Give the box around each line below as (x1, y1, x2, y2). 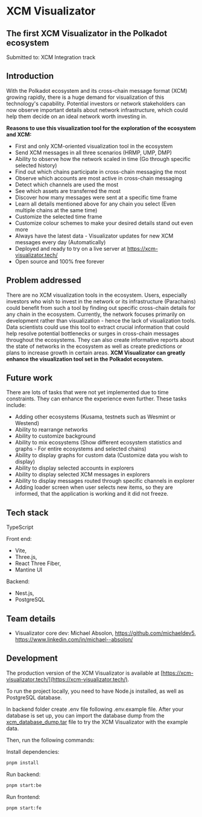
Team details (6, 613, 56, 623)
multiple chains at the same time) (14, 206, 98, 213)
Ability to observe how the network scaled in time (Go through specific (14, 155, 191, 162)
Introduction (6, 71, 54, 81)
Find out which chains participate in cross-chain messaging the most (14, 168, 187, 175)
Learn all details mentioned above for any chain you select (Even (14, 200, 176, 207)
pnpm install (6, 760, 39, 766)
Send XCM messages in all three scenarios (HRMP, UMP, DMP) (14, 149, 172, 156)
